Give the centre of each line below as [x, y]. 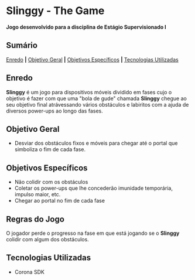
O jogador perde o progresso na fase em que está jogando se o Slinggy [93, 233]
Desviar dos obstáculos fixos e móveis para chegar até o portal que [96, 143]
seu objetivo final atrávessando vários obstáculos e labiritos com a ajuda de [97, 104]
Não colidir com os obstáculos [51, 182]
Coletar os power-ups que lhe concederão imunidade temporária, [93, 188]
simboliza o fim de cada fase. [50, 149]
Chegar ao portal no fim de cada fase [60, 201]
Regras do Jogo [35, 219]
